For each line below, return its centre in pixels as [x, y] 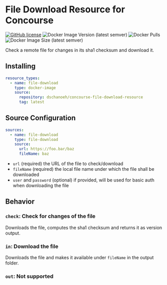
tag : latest [32, 102]
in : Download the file [32, 246]
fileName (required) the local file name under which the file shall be [83, 169]
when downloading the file [41, 186]
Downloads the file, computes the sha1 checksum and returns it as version [84, 227]
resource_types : [23, 78]
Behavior [20, 202]
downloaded [26, 175]
